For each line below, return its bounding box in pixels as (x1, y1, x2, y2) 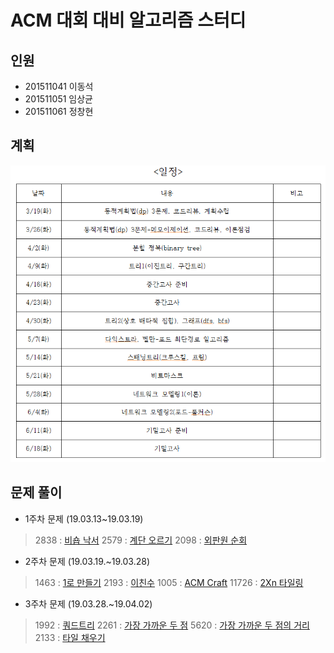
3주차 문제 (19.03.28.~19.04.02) (24, 597, 153, 610)
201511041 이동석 (24, 81, 94, 92)
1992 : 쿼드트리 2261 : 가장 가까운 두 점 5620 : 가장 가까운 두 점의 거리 (34, 619, 310, 631)
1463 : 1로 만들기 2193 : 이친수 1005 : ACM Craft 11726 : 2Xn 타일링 (34, 576, 304, 588)
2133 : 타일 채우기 (34, 631, 106, 643)
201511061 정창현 (24, 106, 94, 117)
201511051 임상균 (24, 93, 93, 105)
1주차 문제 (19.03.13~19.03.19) (24, 512, 144, 525)
